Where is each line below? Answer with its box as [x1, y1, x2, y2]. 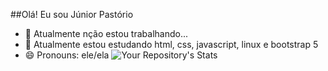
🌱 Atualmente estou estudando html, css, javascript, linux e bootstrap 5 [24, 39, 319, 50]
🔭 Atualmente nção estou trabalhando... [24, 28, 189, 39]
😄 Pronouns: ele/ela [24, 49, 110, 61]
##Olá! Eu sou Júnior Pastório [10, 9, 134, 20]
